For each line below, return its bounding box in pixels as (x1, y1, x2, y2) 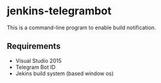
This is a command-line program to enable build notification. (7, 24, 156, 31)
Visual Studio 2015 (15, 57, 62, 64)
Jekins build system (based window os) (15, 70, 114, 77)
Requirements (7, 41, 61, 51)
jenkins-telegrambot (7, 4, 112, 18)
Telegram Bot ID (15, 63, 56, 70)
